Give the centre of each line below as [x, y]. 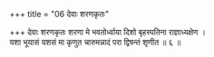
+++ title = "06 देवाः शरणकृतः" [59, 14]
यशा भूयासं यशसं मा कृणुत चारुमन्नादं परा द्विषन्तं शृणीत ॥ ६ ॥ [95, 42]
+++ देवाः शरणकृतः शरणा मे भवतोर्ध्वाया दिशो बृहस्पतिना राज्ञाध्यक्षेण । [107, 32]
